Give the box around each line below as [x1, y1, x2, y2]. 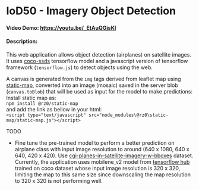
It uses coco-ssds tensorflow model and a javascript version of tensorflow [6, 57, 188, 64]
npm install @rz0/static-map [6, 100, 78, 107]
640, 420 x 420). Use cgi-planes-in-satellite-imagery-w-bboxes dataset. [14, 152, 194, 159]
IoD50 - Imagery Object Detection [6, 4, 176, 18]
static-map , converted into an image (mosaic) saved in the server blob [6, 82, 178, 89]
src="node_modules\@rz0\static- [88, 112, 169, 118]
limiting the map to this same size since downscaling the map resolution [14, 171, 191, 178]
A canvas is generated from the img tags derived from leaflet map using [6, 75, 181, 82]
